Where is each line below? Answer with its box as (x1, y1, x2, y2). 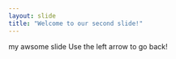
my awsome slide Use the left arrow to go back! (8, 41, 168, 51)
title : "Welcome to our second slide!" (8, 19, 144, 27)
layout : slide (8, 11, 57, 20)
